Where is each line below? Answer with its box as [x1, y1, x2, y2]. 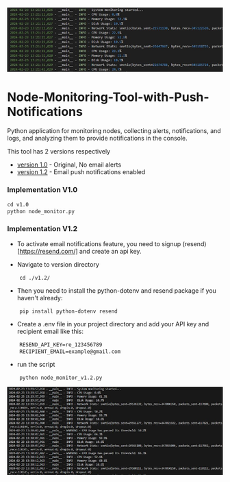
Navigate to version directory [16, 260, 99, 268]
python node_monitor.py [7, 208, 75, 215]
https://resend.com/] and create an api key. [19, 247, 142, 255]
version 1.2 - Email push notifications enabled [16, 168, 146, 176]
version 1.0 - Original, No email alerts [16, 160, 122, 169]
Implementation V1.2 [7, 224, 77, 234]
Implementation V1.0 [7, 185, 78, 195]
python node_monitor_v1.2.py [19, 374, 103, 381]
